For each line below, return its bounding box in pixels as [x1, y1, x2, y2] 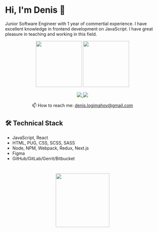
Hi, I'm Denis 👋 [5, 4, 65, 16]
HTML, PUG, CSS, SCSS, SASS [12, 140, 75, 145]
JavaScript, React [12, 135, 48, 141]
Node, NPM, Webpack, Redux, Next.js [12, 145, 89, 151]
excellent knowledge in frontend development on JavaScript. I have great [5, 26, 153, 31]
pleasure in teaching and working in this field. [5, 31, 97, 37]
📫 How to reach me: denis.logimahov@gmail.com [31, 102, 133, 108]
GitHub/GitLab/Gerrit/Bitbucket [12, 155, 75, 161]
